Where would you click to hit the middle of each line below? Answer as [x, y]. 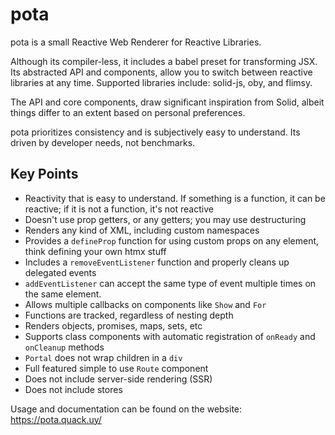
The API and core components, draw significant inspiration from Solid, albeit [167, 102]
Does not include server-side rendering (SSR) [118, 379]
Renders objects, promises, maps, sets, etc [113, 325]
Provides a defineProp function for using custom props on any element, [172, 240]
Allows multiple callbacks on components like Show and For [145, 304]
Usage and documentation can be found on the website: [126, 409]
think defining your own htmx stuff [95, 251]
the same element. [63, 294]
